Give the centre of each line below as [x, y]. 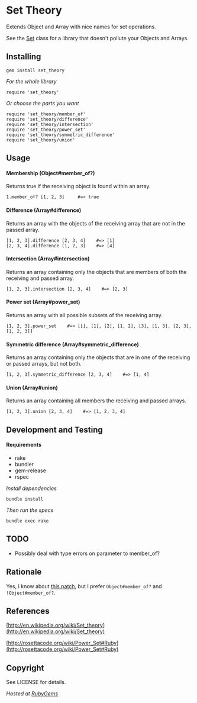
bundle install [25, 499]
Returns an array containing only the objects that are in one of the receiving [98, 357]
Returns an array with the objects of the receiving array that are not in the [96, 223]
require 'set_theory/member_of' [46, 114]
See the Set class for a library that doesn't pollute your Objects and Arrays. [98, 38]
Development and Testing [55, 430]
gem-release [30, 470]
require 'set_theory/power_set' [46, 130]
